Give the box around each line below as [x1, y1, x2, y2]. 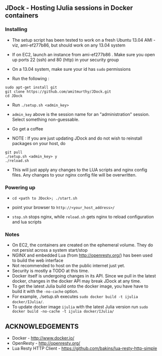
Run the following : [12, 75, 50, 81]
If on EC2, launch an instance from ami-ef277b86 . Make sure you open [12, 51, 155, 57]
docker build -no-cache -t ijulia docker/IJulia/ [12, 309, 115, 314]
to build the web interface [12, 258, 64, 263]
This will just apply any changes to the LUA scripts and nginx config [12, 167, 147, 173]
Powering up [5, 184, 35, 191]
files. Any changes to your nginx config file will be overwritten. [12, 172, 137, 178]
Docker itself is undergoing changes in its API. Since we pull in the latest [12, 273, 156, 279]
